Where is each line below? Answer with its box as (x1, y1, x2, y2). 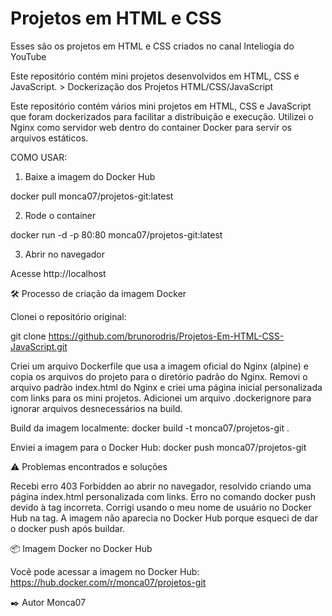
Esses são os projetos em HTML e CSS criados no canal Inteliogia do (10, 40, 295, 52)
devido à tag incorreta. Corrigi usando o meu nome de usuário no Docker (10, 501, 312, 513)
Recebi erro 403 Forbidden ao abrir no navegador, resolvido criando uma (10, 480, 312, 492)
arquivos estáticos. (10, 132, 89, 144)
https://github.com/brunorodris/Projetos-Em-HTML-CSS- (48, 330, 285, 342)
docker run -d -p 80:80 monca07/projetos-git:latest (10, 228, 223, 241)
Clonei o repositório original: (10, 310, 127, 322)
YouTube (10, 50, 47, 62)
